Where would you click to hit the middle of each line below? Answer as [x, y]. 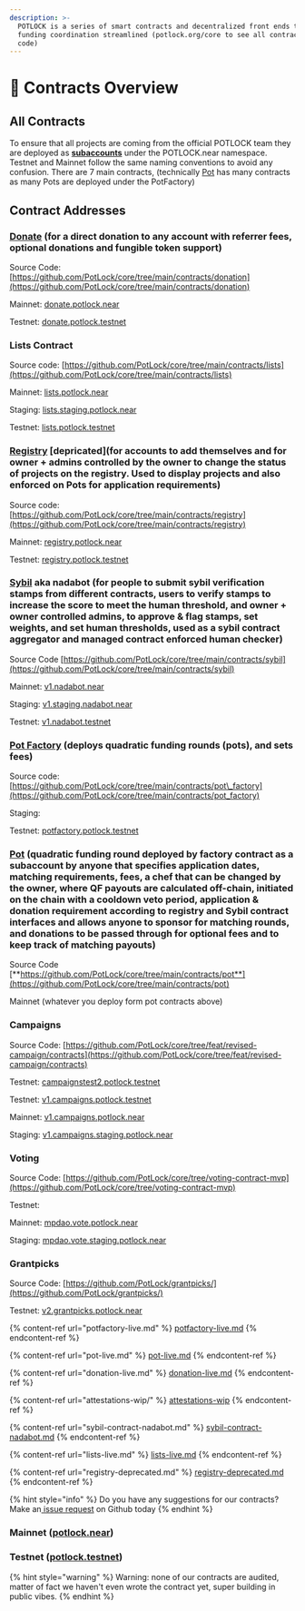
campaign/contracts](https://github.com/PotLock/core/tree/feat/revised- [146, 1055]
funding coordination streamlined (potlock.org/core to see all [142, 34]
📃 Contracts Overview [94, 88]
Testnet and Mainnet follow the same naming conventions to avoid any [141, 162]
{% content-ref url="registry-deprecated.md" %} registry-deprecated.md [147, 1472]
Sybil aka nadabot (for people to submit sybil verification [137, 583]
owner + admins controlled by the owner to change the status [148, 462]
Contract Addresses [68, 210]
